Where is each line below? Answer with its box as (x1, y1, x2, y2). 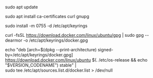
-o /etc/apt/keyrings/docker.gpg (23, 37, 88, 43)
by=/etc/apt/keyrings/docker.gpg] (5, 52, 73, 58)
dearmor (5, 37, 23, 43)
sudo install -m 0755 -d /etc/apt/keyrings (5, 23, 88, 29)
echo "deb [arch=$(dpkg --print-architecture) (5, 47, 97, 52)
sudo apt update (5, 4, 38, 10)
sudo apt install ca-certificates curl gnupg (5, 14, 89, 19)
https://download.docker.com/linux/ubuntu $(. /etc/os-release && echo (5, 57, 148, 62)
